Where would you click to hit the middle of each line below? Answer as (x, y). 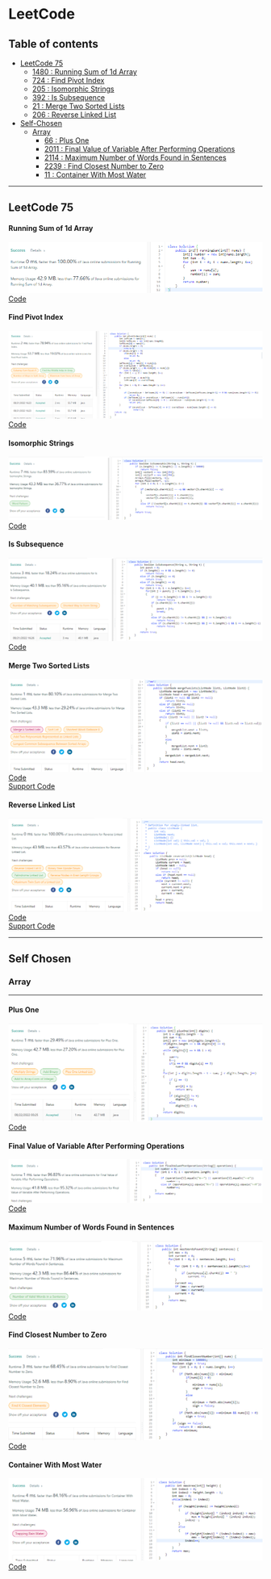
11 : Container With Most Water (95, 175)
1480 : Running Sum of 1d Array (84, 72)
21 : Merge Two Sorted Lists (78, 106)
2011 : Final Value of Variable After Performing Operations (140, 149)
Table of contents (53, 44)
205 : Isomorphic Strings (73, 89)
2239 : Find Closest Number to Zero (104, 166)
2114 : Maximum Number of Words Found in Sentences (135, 157)
